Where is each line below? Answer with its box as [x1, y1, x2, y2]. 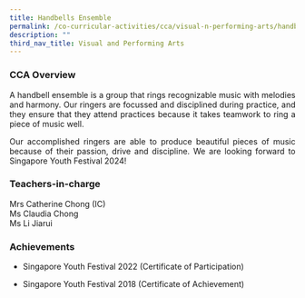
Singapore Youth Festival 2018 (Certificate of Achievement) [22, 279, 245, 290]
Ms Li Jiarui [9, 217, 53, 228]
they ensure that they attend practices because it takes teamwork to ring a [9, 108, 296, 119]
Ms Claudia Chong [9, 208, 79, 219]
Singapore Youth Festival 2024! [9, 155, 127, 166]
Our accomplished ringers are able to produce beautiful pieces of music [9, 135, 296, 146]
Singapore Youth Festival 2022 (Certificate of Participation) [22, 261, 245, 273]
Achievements [9, 240, 75, 253]
